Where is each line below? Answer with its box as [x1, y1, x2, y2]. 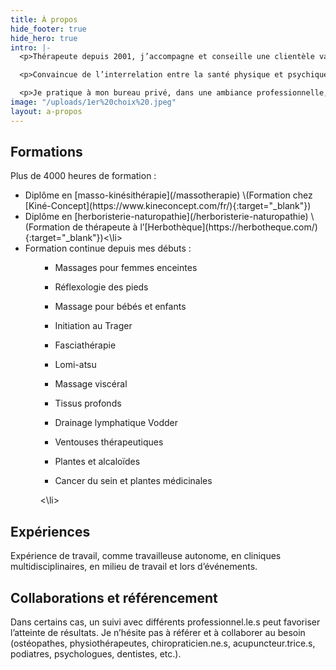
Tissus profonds [54, 397, 122, 410]
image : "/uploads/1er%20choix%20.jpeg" [10, 97, 177, 107]
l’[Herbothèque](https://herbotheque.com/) [139, 221, 318, 233]
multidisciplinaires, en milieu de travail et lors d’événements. [10, 561, 258, 573]
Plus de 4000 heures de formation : [10, 170, 157, 182]
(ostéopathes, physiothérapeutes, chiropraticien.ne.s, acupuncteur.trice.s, [10, 637, 316, 650]
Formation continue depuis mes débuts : [24, 242, 192, 255]
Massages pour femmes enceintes [54, 262, 198, 274]
